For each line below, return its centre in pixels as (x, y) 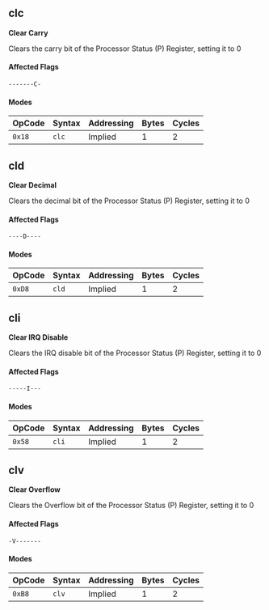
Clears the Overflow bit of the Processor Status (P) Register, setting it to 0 (131, 506)
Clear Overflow (34, 489)
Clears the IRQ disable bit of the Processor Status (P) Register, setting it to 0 (135, 353)
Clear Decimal (32, 185)
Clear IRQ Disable (38, 337)
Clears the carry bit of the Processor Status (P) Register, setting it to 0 (125, 49)
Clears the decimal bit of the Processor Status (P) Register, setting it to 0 (129, 201)
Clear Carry (28, 32)
